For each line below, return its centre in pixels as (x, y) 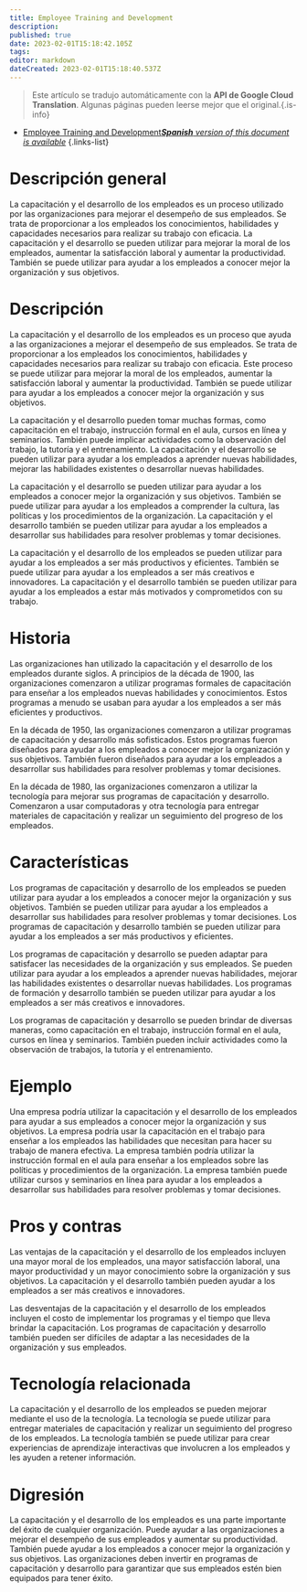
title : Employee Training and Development (91, 18)
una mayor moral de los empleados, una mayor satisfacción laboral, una (145, 1261)
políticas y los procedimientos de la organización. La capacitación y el (141, 515)
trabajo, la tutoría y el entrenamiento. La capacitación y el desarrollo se (143, 449)
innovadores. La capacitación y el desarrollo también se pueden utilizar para (153, 582)
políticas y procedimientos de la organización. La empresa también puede (148, 1170)
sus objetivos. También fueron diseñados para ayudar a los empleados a (146, 759)
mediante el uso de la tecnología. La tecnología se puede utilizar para (140, 1419)
